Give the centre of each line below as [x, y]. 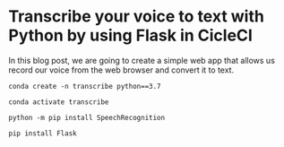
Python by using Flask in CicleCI [130, 35]
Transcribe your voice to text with [137, 17]
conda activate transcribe [59, 102]
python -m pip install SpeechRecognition [87, 117]
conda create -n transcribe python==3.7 [85, 86]
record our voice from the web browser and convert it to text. [121, 70]
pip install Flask [43, 133]
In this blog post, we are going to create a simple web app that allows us [142, 60]
